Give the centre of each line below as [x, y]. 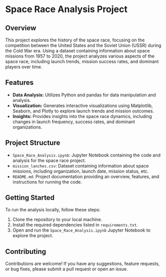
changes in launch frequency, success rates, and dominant [74, 122]
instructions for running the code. [47, 182]
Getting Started [30, 198]
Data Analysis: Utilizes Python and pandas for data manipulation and [84, 95]
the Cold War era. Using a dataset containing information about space [77, 51]
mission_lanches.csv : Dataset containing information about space [81, 165]
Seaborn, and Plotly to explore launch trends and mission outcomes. [83, 111]
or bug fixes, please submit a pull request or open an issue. [67, 269]
